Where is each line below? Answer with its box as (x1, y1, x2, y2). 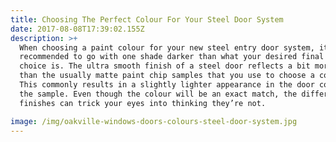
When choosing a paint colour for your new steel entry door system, (19, 42, 315, 53)
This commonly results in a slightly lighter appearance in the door (19, 80, 315, 90)
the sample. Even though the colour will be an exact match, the (19, 89, 298, 99)
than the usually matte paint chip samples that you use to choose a (19, 71, 315, 81)
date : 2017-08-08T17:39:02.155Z (10, 24, 145, 34)
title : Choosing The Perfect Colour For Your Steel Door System (10, 14, 284, 25)
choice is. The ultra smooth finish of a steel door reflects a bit (19, 61, 311, 71)
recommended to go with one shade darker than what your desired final (19, 52, 325, 62)
